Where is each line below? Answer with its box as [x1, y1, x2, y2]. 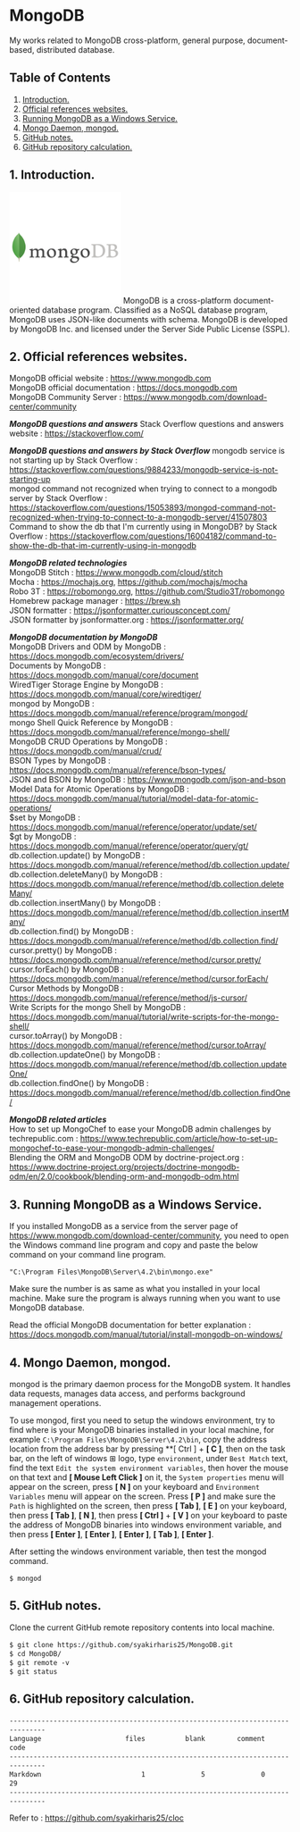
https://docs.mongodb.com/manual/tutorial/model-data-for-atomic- [9, 793, 259, 804]
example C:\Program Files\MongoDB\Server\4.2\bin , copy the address [9, 1435, 268, 1444]
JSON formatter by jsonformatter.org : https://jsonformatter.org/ [9, 615, 244, 625]
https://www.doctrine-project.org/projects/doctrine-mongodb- [9, 1162, 240, 1173]
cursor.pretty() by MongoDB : [9, 945, 118, 956]
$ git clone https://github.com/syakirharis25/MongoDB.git [9, 1640, 234, 1649]
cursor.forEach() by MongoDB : [9, 964, 124, 975]
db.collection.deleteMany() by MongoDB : [9, 869, 163, 880]
